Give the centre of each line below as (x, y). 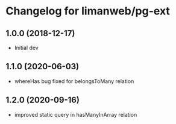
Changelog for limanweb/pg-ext (88, 11)
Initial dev (26, 48)
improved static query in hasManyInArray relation (76, 114)
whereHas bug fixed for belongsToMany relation (74, 81)
